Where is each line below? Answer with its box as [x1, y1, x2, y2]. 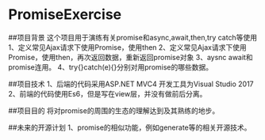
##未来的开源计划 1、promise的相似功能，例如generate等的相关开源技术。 [8, 123, 252, 132]
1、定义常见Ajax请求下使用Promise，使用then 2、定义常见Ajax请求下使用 [8, 42, 248, 52]
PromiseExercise [8, 6, 122, 24]
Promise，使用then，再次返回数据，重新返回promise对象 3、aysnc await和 [8, 52, 253, 62]
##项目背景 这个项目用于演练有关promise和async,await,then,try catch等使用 [8, 32, 258, 42]
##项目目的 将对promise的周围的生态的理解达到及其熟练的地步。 [8, 105, 220, 115]
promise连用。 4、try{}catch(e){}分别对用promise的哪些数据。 [8, 62, 213, 72]
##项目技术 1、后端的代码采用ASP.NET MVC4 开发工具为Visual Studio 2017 [8, 79, 254, 89]
